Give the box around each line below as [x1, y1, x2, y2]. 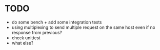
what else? [11, 40, 34, 46]
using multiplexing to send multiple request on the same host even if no [11, 24, 156, 30]
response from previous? [11, 29, 62, 35]
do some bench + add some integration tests [11, 19, 102, 25]
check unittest [11, 35, 40, 41]
